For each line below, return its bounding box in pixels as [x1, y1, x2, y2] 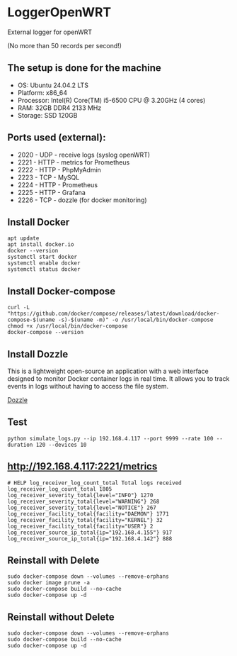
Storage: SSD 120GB [17, 111, 78, 119]
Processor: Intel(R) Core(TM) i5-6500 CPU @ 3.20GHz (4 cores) [17, 96, 206, 104]
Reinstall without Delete [7, 611, 115, 623]
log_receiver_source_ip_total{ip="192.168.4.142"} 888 [7, 535, 173, 543]
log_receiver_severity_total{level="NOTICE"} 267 [7, 504, 157, 511]
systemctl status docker [7, 266, 81, 273]
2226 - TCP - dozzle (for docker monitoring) [17, 196, 147, 204]
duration [7, 441, 33, 448]
